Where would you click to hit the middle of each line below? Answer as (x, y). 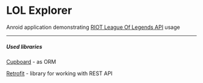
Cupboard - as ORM (31, 61)
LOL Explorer (39, 11)
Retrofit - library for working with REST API (60, 73)
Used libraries (24, 46)
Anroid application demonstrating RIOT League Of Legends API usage (93, 27)
